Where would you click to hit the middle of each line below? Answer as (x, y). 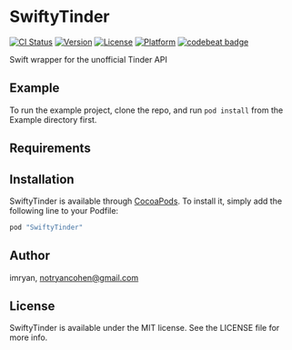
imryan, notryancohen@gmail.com (74, 277)
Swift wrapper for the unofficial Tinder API (89, 59)
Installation (42, 179)
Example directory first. (53, 119)
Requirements (50, 149)
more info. (29, 337)
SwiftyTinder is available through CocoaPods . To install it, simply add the (146, 201)
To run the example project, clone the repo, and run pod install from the (146, 110)
